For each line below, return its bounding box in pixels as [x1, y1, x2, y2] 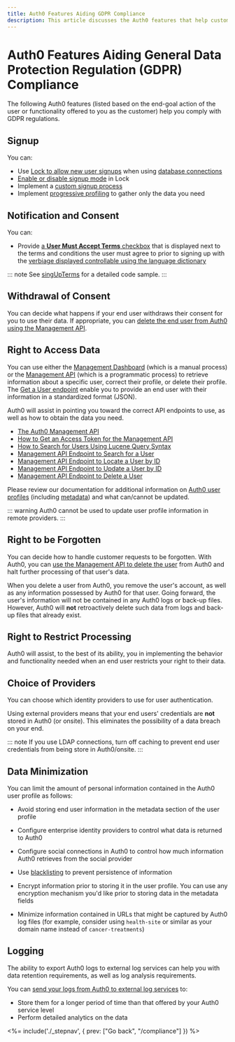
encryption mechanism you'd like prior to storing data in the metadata [17, 889, 219, 897]
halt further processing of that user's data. [7, 568, 129, 576]
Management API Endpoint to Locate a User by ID [17, 456, 161, 465]
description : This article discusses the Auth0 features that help [7, 17, 208, 24]
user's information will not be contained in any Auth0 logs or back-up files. [7, 596, 222, 604]
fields [17, 896, 34, 905]
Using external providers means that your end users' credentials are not [7, 710, 215, 718]
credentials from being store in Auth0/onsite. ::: [7, 745, 143, 754]
